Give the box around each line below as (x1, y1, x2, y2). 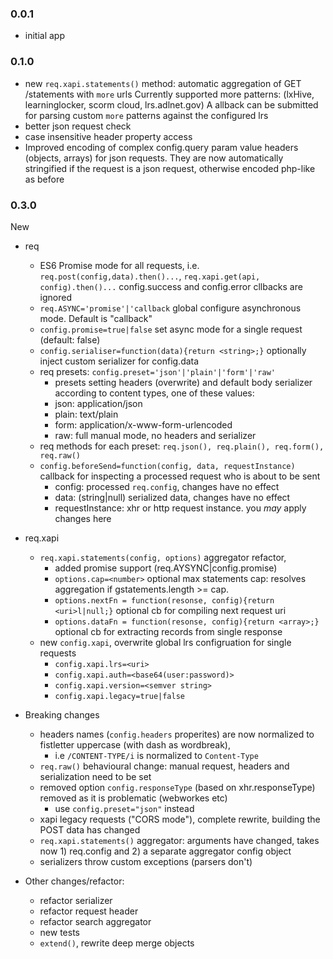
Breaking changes (24, 708, 100, 721)
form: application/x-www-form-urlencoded (54, 418, 233, 431)
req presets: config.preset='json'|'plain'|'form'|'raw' (39, 365, 276, 377)
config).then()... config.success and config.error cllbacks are (39, 280, 303, 292)
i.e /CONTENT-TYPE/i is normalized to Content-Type (54, 749, 259, 761)
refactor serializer (39, 894, 113, 906)
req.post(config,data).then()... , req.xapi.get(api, (39, 270, 261, 282)
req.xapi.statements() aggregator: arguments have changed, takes (39, 834, 320, 846)
